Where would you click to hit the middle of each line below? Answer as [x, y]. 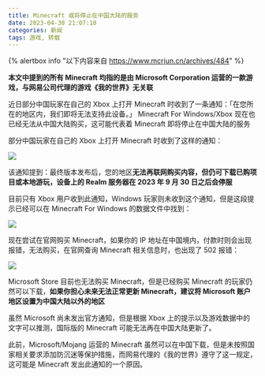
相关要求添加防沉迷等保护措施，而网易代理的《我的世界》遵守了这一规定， [136, 355]
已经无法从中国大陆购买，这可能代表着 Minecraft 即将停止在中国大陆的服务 [129, 124]
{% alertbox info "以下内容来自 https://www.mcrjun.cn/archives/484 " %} [126, 61]
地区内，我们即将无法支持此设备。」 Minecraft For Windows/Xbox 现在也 [138, 114]
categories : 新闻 [35, 30]
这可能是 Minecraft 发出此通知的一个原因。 [78, 364]
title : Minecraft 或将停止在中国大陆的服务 [74, 15]
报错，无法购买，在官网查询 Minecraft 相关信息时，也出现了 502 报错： [124, 250]
